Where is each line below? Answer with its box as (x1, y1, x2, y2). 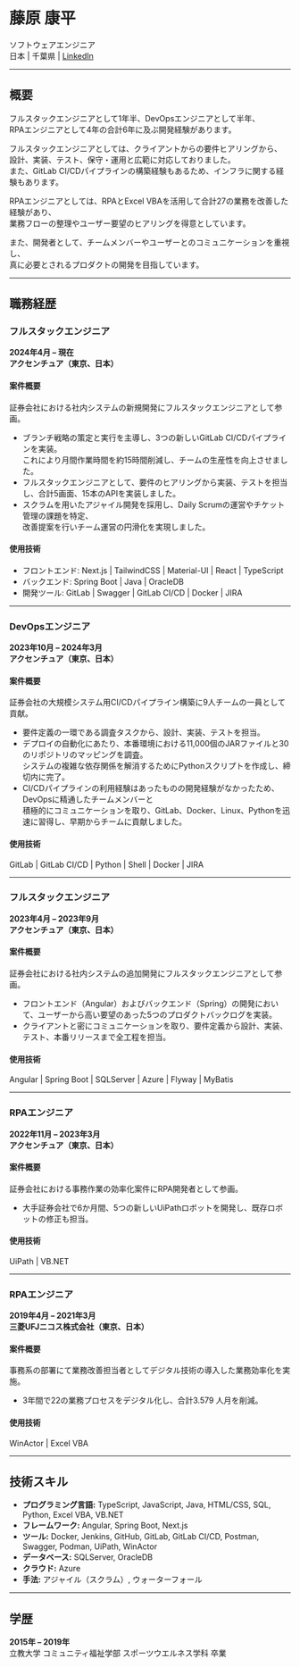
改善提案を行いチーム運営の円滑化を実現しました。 (21, 521, 211, 532)
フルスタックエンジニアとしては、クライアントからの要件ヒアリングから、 (9, 143, 283, 154)
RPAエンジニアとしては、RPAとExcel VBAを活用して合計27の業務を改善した (9, 196, 288, 206)
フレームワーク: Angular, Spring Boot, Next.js (21, 1520, 188, 1531)
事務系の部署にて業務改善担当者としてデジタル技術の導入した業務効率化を (9, 1365, 283, 1376)
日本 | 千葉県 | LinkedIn (9, 50, 94, 61)
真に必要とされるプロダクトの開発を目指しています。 (9, 259, 204, 270)
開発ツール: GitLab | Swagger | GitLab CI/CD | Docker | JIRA (21, 587, 243, 598)
